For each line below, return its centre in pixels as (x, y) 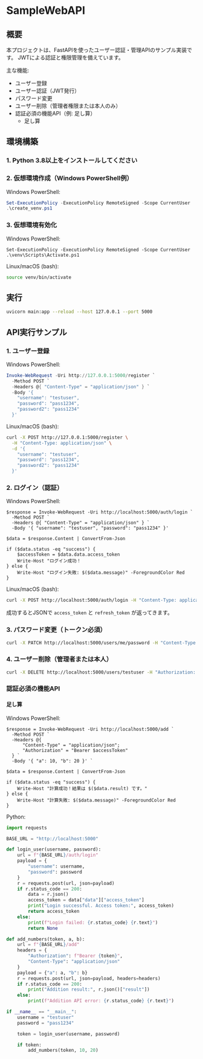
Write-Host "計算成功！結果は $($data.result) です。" (82, 788)
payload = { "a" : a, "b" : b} (52, 973)
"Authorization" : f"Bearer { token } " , (75, 956)
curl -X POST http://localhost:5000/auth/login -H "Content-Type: (92, 600)
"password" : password (55, 872)
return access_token (54, 912)
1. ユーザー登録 (28, 351)
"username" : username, (56, 867)
